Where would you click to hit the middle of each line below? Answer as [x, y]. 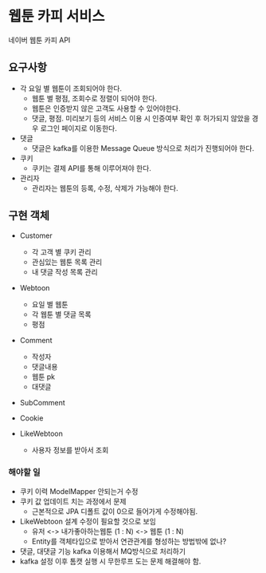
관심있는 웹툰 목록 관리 [67, 262]
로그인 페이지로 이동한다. [78, 128]
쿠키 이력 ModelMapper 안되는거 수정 [79, 491]
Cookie [31, 418]
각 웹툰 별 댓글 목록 [61, 314]
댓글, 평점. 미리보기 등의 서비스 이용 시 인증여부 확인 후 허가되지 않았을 [141, 118]
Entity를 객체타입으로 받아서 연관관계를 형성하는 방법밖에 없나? [129, 541]
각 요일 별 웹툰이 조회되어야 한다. [70, 88]
